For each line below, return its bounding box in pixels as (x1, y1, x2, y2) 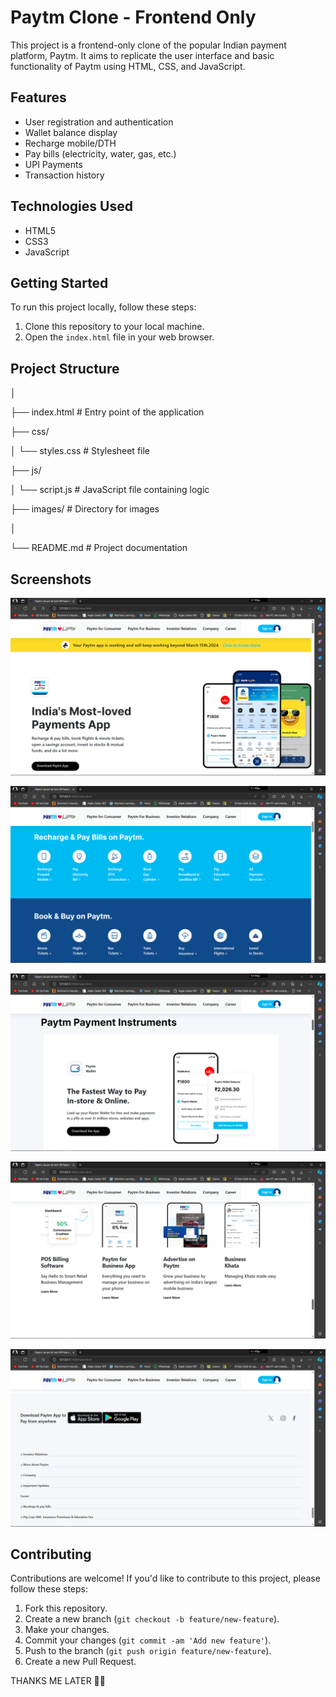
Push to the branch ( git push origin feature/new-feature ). (24, 1645, 272, 1657)
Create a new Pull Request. (24, 1656, 137, 1668)
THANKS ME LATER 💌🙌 (10, 1675, 106, 1687)
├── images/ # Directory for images (10, 503, 160, 515)
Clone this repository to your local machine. (24, 321, 205, 333)
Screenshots (10, 571, 92, 588)
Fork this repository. (24, 1602, 108, 1615)
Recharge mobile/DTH (24, 137, 117, 149)
